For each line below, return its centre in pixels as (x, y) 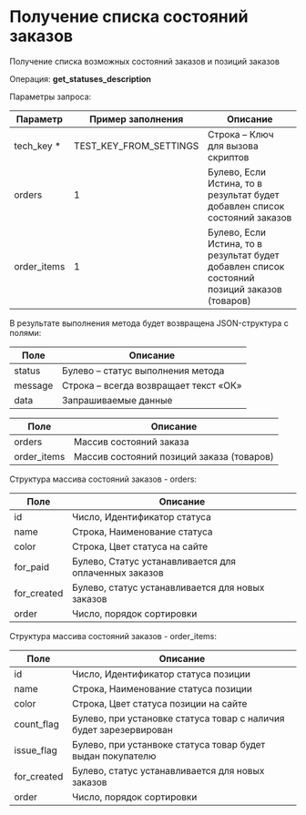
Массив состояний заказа (132, 442)
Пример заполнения (137, 118)
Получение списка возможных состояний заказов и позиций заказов (145, 61)
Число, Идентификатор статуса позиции (161, 674)
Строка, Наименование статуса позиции (162, 688)
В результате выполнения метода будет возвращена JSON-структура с (149, 323)
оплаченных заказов (117, 573)
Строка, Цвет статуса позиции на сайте (159, 703)
